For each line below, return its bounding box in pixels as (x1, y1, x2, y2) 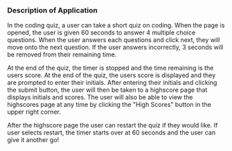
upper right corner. (7, 108, 61, 116)
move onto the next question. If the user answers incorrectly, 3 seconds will (7, 43, 224, 52)
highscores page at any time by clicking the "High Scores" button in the (7, 101, 211, 109)
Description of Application (7, 6, 98, 15)
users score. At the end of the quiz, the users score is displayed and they (7, 71, 216, 79)
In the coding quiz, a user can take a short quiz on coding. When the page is (7, 21, 225, 30)
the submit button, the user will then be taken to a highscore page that (7, 85, 208, 94)
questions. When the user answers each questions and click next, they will (7, 36, 220, 44)
